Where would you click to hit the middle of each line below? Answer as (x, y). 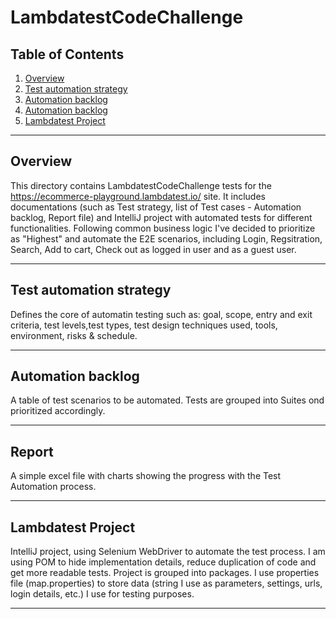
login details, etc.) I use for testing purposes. (102, 594)
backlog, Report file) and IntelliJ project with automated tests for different (161, 217)
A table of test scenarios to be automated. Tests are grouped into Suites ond (167, 400)
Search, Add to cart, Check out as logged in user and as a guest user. (153, 249)
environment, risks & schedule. (74, 335)
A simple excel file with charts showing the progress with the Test (146, 476)
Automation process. (53, 487)
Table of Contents (67, 54)
